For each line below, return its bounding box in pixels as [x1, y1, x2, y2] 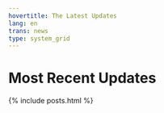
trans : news [8, 27, 48, 35]
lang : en [8, 19, 38, 27]
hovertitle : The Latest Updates [8, 11, 117, 20]
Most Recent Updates [8, 69, 157, 87]
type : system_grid [8, 34, 70, 43]
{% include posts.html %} [8, 96, 95, 106]
